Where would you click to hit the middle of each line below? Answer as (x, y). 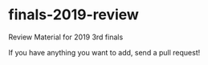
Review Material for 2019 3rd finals (66, 37)
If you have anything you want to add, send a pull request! (104, 52)
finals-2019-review (73, 15)
